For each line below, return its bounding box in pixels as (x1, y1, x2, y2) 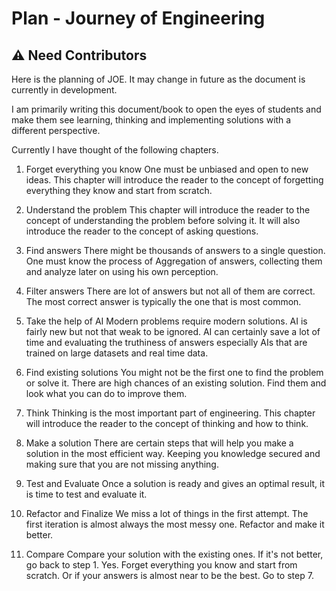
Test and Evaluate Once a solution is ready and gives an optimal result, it (25, 478, 326, 489)
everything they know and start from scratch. (25, 185, 213, 196)
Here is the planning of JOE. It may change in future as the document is (11, 73, 306, 85)
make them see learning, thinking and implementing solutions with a (11, 114, 292, 126)
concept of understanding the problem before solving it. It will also (25, 215, 301, 226)
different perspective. (11, 125, 101, 136)
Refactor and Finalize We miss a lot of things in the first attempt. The (25, 508, 309, 519)
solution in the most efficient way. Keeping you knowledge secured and (25, 448, 321, 459)
